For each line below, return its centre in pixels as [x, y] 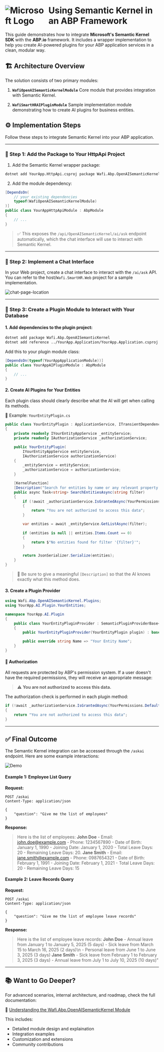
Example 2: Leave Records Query [40, 879]
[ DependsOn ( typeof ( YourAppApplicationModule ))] [54, 360]
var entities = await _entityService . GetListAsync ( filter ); [85, 524]
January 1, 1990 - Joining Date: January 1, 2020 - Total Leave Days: [85, 847]
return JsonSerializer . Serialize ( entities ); [69, 556]
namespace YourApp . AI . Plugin [35, 614]
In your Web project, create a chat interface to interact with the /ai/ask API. [81, 273]
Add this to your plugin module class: [42, 351]
